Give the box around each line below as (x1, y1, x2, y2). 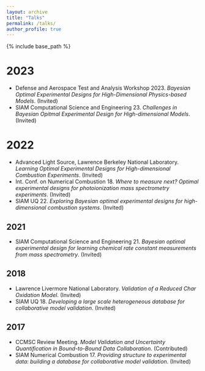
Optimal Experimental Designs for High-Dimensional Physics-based (15, 91, 187, 98)
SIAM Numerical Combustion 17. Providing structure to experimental (15, 351, 187, 358)
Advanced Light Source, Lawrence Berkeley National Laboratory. (15, 158, 179, 166)
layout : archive (6, 9, 48, 15)
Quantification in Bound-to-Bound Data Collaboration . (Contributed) (15, 345, 188, 352)
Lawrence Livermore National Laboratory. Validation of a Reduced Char (15, 285, 196, 292)
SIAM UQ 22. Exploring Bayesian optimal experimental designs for (15, 197, 183, 205)
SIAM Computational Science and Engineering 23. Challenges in (15, 104, 177, 111)
